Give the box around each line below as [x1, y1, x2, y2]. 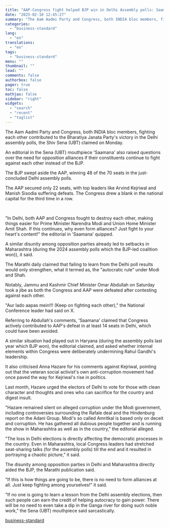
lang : [5, 31, 17, 36]
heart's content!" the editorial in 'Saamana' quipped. [5, 231, 114, 237]
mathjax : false [5, 92, 37, 97]
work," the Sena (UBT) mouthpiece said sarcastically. [5, 507, 116, 513]
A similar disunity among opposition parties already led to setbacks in [5, 241, 149, 247]
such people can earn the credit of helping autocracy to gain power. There [5, 497, 159, 503]
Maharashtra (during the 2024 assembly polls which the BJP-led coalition [5, 246, 158, 252]
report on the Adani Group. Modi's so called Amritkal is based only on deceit [5, 415, 163, 421]
